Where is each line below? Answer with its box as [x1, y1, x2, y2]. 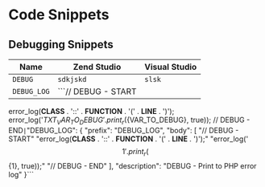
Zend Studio [72, 62, 122, 72]
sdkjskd [57, 75, 87, 83]
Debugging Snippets [8, 38, 114, 51]
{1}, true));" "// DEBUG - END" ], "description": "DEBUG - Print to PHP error [8, 161, 257, 170]
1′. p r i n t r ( [122, 146, 149, 158]
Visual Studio [144, 62, 197, 72]
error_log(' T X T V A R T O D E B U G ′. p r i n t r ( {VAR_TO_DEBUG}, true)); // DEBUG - [8, 115, 251, 126]
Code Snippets [8, 6, 110, 24]
